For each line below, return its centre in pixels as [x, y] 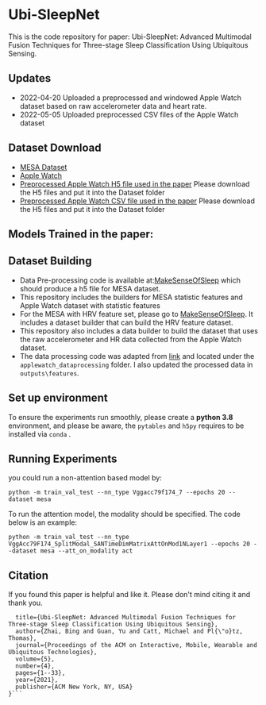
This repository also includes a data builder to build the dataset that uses [139, 330]
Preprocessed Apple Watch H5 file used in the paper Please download [135, 183]
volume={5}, [35, 659]
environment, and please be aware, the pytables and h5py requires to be [126, 426]
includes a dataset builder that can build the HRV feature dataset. [126, 322]
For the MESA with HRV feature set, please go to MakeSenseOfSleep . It [137, 314]
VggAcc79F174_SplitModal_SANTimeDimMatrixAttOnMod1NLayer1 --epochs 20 [129, 544]
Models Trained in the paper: [81, 234]
